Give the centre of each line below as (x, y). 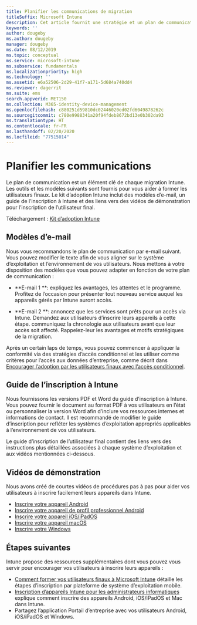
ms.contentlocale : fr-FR (36, 126)
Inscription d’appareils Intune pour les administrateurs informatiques (97, 592)
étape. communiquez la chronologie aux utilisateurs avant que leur (95, 324)
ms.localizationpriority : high (44, 72)
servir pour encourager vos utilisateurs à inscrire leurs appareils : (85, 567)
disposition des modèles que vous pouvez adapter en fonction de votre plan (98, 270)
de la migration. (33, 336)
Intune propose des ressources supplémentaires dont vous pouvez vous (93, 562)
